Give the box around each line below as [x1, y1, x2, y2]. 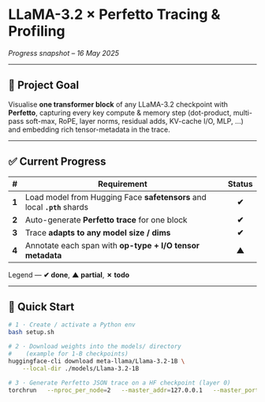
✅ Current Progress [8, 155, 106, 169]
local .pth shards [24, 201, 89, 212]
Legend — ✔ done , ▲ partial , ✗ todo [8, 270, 130, 279]
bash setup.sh [8, 329, 55, 337]
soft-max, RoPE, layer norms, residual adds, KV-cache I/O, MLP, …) [25, 116, 244, 125]
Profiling [8, 22, 65, 40]
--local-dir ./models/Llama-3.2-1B [22, 364, 140, 372]
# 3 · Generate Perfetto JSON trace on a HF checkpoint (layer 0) [8, 378, 231, 387]
